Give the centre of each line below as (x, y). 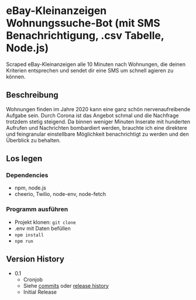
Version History (35, 259)
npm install (29, 235)
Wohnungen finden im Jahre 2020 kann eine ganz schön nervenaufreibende (98, 109)
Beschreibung (32, 95)
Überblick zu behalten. (33, 140)
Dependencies (27, 175)
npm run (24, 241)
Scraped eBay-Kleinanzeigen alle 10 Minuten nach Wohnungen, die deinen (96, 64)
